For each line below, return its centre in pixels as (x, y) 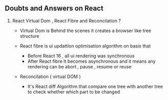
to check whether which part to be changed (74, 92)
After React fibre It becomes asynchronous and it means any (91, 61)
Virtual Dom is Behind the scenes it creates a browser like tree (86, 31)
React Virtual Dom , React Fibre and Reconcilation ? (67, 20)
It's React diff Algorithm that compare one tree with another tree (95, 86)
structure (29, 36)
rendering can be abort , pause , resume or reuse (79, 66)
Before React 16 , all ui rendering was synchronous (81, 56)
